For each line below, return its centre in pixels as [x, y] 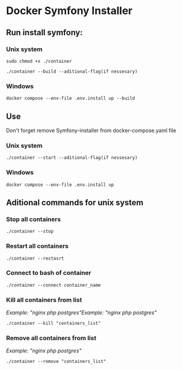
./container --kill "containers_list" [53, 324]
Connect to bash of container [49, 273]
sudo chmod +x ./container [39, 61]
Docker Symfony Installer [69, 11]
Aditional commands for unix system [75, 203]
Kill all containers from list [44, 300]
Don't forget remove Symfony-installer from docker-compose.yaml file [91, 130]
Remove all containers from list [51, 338]
